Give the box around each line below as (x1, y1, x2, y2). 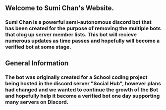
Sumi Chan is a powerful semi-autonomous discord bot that (5, 19, 152, 26)
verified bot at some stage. (5, 44, 72, 51)
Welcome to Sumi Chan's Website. (5, 4, 114, 12)
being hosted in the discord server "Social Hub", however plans (5, 80, 161, 87)
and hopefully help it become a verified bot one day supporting (5, 92, 160, 99)
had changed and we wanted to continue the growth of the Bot (5, 86, 159, 93)
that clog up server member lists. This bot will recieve (5, 31, 137, 38)
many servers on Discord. (5, 99, 69, 106)
